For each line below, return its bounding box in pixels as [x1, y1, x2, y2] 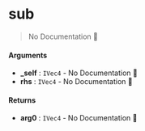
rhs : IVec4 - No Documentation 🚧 [19, 77, 133, 87]
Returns [8, 95, 36, 105]
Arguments [8, 50, 48, 60]
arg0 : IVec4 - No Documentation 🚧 [19, 113, 138, 123]
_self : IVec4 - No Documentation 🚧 [19, 68, 138, 78]
